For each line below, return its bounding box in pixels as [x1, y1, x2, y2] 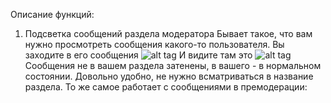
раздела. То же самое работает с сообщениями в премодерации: [24, 81, 308, 93]
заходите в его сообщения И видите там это [24, 49, 253, 61]
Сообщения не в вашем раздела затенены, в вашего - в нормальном [24, 60, 322, 71]
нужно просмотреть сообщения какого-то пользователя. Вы [24, 39, 285, 50]
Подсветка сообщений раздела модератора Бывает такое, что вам [24, 28, 313, 39]
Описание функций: [10, 9, 95, 20]
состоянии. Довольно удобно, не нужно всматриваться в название [24, 70, 314, 82]
